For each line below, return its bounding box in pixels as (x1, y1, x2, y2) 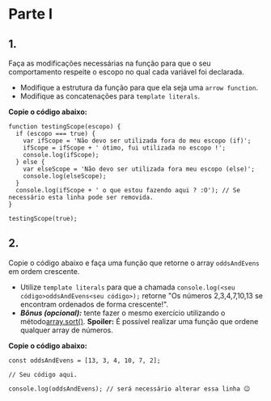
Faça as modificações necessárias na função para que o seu (8, 58, 212, 68)
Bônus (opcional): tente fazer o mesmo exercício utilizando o (19, 308, 226, 318)
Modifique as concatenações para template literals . (19, 91, 201, 101)
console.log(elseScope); (23, 172, 107, 180)
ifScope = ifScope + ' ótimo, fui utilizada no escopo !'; (23, 144, 227, 152)
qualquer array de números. (19, 325, 113, 335)
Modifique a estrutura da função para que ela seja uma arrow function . (19, 82, 259, 92)
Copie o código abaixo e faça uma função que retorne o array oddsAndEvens (8, 258, 260, 268)
